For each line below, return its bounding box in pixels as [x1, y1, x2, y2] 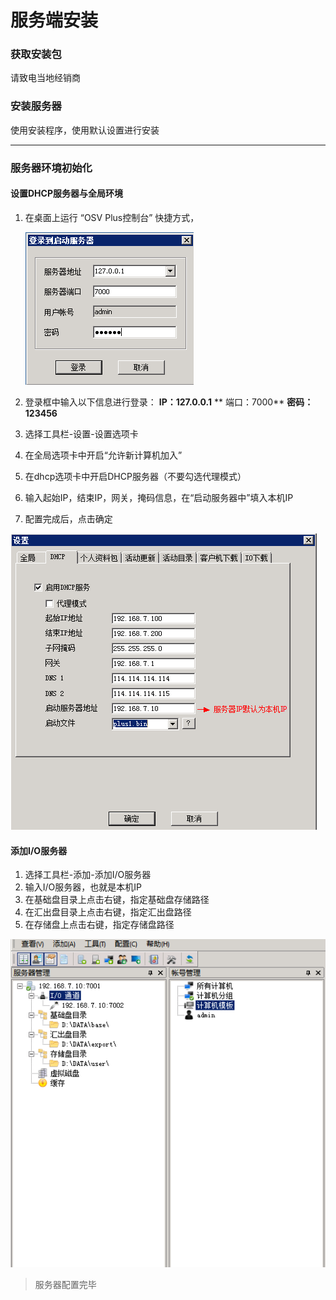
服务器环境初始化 [10, 161, 93, 175]
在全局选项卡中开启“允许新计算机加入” [24, 449, 183, 461]
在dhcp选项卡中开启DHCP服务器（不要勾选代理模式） [24, 470, 247, 482]
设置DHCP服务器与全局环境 [10, 187, 123, 200]
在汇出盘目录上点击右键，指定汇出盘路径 [24, 906, 192, 918]
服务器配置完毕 [34, 1279, 97, 1291]
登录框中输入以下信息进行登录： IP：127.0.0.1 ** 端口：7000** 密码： [24, 396, 314, 408]
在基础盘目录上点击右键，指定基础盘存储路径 [24, 894, 210, 906]
